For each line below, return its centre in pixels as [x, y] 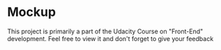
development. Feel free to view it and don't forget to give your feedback [110, 38]
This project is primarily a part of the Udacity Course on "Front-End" [105, 31]
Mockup [32, 12]
